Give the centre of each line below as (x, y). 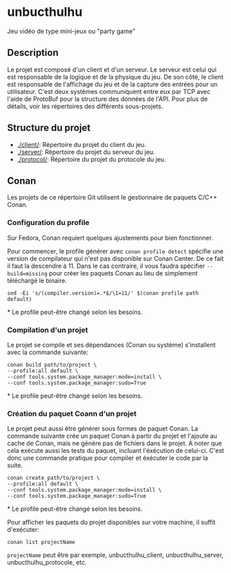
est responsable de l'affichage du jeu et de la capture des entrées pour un (112, 84)
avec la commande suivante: (48, 352)
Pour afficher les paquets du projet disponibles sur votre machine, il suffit (111, 523)
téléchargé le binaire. (37, 280)
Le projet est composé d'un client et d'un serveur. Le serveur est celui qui (112, 69)
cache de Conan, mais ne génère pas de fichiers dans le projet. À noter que (114, 443)
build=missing (28, 273)
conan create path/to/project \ (53, 478)
